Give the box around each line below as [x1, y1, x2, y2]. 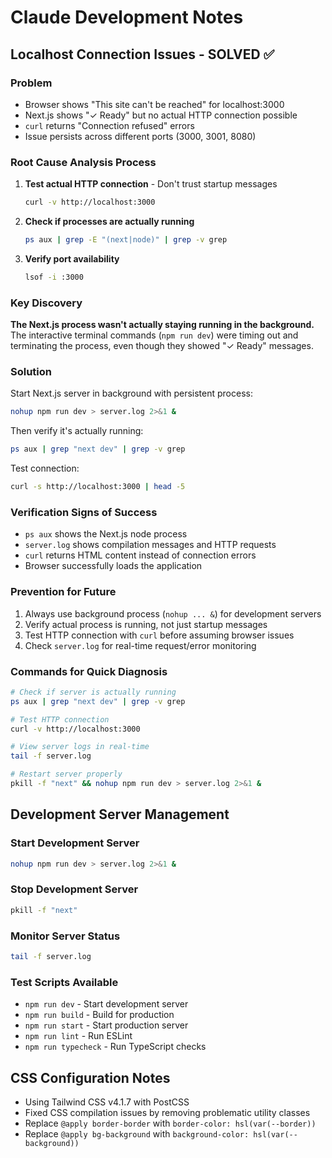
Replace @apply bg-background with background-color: [24, 1127, 250, 1140]
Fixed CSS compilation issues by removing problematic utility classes [24, 1106, 311, 1118]
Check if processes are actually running [24, 216, 195, 228]
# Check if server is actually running [10, 687, 177, 697]
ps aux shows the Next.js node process [24, 528, 188, 540]
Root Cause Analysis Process [10, 155, 157, 169]
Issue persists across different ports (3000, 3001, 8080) [24, 130, 257, 142]
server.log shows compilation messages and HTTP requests [24, 539, 277, 551]
